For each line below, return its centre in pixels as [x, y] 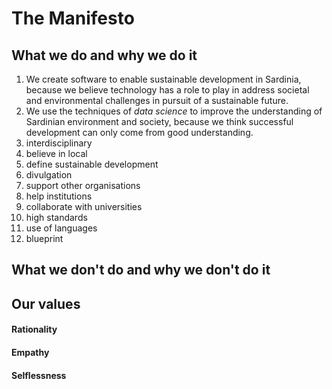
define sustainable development [92, 164]
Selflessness [39, 375]
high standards [56, 217]
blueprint [44, 238]
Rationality [34, 329]
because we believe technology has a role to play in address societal [167, 90]
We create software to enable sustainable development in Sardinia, [163, 79]
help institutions [59, 196]
